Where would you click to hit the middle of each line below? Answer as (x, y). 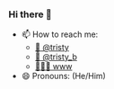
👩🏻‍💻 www (53, 67)
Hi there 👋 (31, 14)
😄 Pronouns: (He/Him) (64, 76)
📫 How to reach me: (60, 34)
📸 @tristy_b (56, 57)
